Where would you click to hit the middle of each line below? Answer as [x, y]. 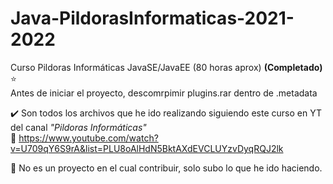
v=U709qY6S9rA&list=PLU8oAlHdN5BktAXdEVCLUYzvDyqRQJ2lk [147, 148]
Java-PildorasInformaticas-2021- [152, 18]
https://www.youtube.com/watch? [88, 138]
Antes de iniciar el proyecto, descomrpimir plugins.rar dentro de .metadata [164, 93]
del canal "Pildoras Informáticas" [78, 127]
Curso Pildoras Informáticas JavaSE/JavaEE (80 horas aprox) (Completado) [166, 67]
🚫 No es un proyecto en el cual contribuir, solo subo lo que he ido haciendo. [166, 168]
